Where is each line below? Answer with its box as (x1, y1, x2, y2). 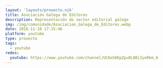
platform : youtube (5, 31, 44, 36)
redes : (5, 50, 19, 55)
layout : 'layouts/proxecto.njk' (5, 7, 74, 13)
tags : (5, 41, 17, 46)
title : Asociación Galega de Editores (5, 12, 88, 17)
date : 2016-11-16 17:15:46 (5, 27, 63, 32)
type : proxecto (5, 36, 38, 41)
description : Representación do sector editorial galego (5, 17, 129, 22)
